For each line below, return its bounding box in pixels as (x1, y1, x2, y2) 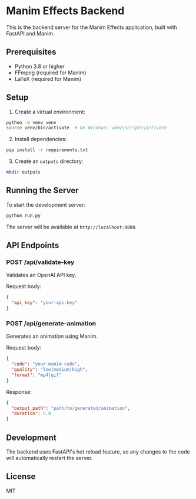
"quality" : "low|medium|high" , (11, 367, 88, 373)
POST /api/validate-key (6, 258, 75, 266)
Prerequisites (6, 47, 57, 57)
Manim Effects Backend (6, 4, 125, 18)
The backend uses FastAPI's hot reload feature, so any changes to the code (6, 448, 190, 455)
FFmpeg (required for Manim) (14, 69, 87, 76)
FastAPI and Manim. (6, 30, 55, 37)
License (6, 471, 36, 482)
